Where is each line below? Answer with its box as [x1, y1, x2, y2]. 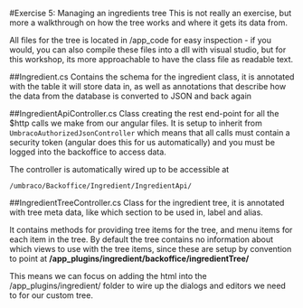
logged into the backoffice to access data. [9, 146, 167, 157]
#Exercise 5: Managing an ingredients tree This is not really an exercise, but [9, 8, 292, 18]
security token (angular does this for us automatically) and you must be [9, 137, 276, 147]
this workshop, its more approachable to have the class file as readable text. [9, 54, 294, 64]
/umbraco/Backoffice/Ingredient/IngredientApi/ [9, 182, 193, 191]
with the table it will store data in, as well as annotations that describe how [9, 81, 287, 91]
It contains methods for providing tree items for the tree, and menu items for [9, 225, 293, 235]
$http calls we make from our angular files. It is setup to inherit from [9, 117, 262, 128]
